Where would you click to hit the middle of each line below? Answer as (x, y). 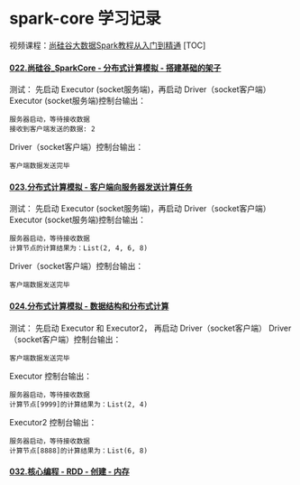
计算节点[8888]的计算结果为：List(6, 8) (79, 451)
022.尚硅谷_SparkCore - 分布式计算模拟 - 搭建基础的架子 (115, 68)
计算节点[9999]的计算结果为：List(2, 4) (79, 404)
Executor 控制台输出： (51, 376)
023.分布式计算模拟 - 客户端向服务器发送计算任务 (101, 187)
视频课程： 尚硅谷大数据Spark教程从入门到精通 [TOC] (108, 45)
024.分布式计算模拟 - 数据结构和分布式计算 (89, 306)
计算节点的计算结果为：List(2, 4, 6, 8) (79, 248)
